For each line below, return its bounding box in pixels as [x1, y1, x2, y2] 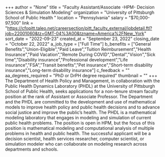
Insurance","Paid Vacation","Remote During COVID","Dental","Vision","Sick [5, 52, 156, 57]
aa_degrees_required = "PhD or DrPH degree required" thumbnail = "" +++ [5, 73, 158, 78]
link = [22, 20, 34, 26]
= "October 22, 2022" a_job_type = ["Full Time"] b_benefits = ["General [5, 41, 152, 47]
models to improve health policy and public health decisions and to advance [5, 104, 160, 110]
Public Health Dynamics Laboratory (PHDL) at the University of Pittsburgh [5, 83, 155, 89]
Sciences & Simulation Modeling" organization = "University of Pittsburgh [5, 9, 155, 15]
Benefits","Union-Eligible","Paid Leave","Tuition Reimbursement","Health [5, 47, 152, 52]
